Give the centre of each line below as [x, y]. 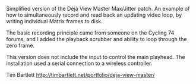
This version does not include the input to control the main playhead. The [96, 57]
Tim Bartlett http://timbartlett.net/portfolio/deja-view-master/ [80, 75]
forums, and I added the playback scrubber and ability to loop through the [97, 39]
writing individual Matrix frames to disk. [54, 21]
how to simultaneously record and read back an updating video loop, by [94, 15]
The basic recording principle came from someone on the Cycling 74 [90, 33]
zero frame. [20, 45]
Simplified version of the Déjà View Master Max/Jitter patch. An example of [98, 9]
